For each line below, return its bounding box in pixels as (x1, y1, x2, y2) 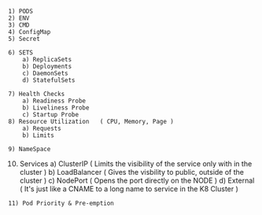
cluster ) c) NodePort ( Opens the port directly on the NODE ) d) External (19, 176, 255, 185)
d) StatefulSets (22, 76, 76, 84)
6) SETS (8, 49, 34, 57)
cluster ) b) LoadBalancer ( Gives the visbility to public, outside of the (19, 168, 244, 176)
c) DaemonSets (22, 69, 68, 77)
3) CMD (8, 21, 30, 29)
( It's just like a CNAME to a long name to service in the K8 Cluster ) (19, 184, 238, 193)
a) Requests (22, 124, 61, 132)
